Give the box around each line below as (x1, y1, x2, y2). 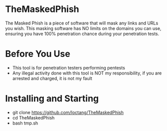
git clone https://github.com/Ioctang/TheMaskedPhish (12, 109, 124, 115)
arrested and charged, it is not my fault (12, 75, 92, 81)
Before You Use (5, 48, 71, 59)
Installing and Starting (5, 93, 99, 104)
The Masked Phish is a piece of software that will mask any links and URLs (5, 20, 159, 26)
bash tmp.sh (12, 120, 38, 126)
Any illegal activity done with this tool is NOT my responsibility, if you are (12, 70, 162, 76)
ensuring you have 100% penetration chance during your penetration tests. (5, 30, 160, 36)
